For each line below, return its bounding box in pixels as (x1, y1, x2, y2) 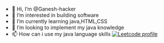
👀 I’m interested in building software (11, 12, 99, 19)
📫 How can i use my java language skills (11, 31, 111, 37)
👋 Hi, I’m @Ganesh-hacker (11, 6, 76, 12)
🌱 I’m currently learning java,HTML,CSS (11, 18, 108, 24)
